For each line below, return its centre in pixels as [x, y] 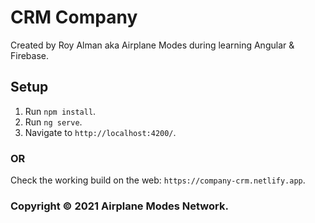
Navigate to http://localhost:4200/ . [100, 132]
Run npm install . [60, 111]
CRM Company [74, 17]
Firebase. [30, 55]
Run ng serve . [53, 122]
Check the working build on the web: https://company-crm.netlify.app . [158, 180]
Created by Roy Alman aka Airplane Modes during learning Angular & [152, 45]
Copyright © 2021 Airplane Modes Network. [119, 206]
